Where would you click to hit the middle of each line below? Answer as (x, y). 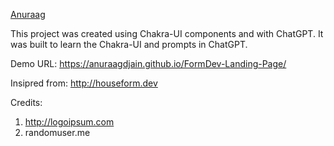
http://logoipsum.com (69, 122)
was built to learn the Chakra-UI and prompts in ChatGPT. (129, 44)
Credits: (26, 102)
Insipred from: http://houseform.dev (84, 83)
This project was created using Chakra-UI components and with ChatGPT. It (167, 33)
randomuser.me (57, 132)
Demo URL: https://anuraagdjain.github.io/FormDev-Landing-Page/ (148, 63)
